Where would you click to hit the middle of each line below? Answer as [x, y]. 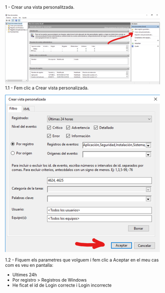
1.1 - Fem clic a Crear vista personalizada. [47, 88]
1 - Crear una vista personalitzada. [40, 7]
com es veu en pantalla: [29, 265]
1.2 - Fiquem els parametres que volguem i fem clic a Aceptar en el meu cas [82, 260]
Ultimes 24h [25, 275]
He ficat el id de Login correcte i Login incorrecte [62, 285]
